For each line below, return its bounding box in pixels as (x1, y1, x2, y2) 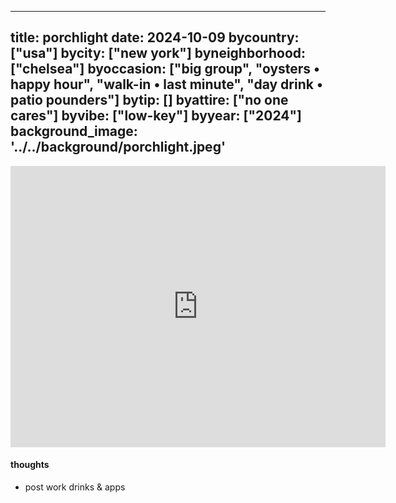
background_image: (10, 123, 138, 140)
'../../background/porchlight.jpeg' (10, 139, 227, 156)
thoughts (10, 459, 50, 471)
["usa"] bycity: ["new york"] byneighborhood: (10, 45, 307, 62)
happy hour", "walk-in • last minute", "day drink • (10, 76, 323, 93)
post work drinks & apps (24, 481, 126, 493)
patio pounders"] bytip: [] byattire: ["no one (10, 92, 289, 109)
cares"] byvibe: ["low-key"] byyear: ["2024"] (10, 107, 303, 125)
